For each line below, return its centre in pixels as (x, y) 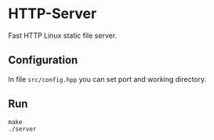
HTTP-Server (53, 14)
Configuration (43, 60)
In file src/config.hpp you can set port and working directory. (107, 79)
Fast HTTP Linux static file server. (63, 35)
